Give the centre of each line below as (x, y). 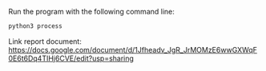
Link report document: (45, 41)
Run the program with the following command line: (91, 12)
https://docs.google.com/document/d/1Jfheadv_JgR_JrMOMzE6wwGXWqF (133, 49)
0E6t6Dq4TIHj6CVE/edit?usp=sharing (71, 58)
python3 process (35, 26)
